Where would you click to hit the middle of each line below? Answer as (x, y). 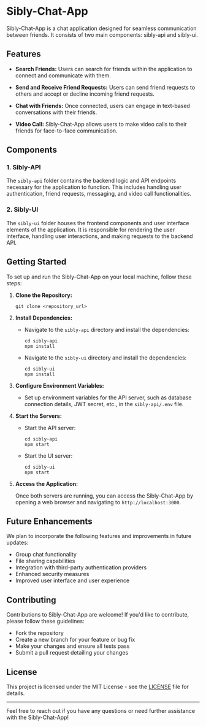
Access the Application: (47, 483)
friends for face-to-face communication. (66, 131)
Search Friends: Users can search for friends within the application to (104, 69)
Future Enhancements (50, 521)
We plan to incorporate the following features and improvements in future (99, 536)
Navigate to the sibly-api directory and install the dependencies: (107, 329)
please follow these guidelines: (45, 621)
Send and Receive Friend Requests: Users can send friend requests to (105, 87)
